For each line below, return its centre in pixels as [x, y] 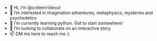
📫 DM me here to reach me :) [39, 34]
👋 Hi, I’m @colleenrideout [35, 8]
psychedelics [23, 18]
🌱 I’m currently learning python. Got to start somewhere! [66, 23]
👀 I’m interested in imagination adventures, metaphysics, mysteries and [81, 13]
